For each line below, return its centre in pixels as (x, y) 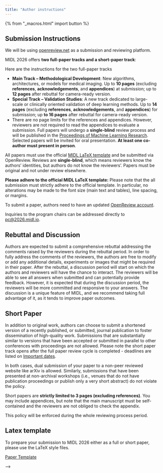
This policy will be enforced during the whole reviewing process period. (77, 416)
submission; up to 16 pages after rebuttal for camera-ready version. (80, 115)
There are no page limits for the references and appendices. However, (82, 120)
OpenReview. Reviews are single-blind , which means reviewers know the (78, 160)
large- (142, 99)
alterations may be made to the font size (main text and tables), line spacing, (81, 191)
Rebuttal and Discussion (43, 235)
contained (15, 406)
